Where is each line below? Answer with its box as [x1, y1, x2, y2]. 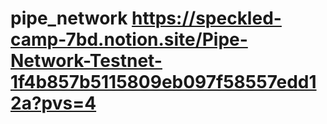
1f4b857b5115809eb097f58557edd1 [10, 71, 317, 94]
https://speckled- [131, 7, 282, 30]
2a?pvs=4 [10, 92, 97, 115]
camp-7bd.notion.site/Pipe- [10, 28, 248, 51]
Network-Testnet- [10, 50, 163, 72]
